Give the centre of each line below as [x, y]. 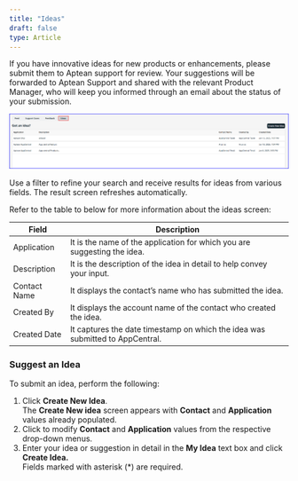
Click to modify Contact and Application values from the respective [146, 429]
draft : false [33, 28]
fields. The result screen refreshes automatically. [98, 193]
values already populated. [69, 419]
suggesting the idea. [107, 252]
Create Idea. [45, 457]
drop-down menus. [57, 438]
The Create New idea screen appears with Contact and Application [147, 410]
